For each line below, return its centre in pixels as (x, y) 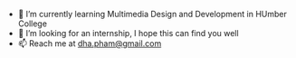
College (33, 24)
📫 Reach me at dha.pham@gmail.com (90, 43)
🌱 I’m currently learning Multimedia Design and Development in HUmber (152, 14)
